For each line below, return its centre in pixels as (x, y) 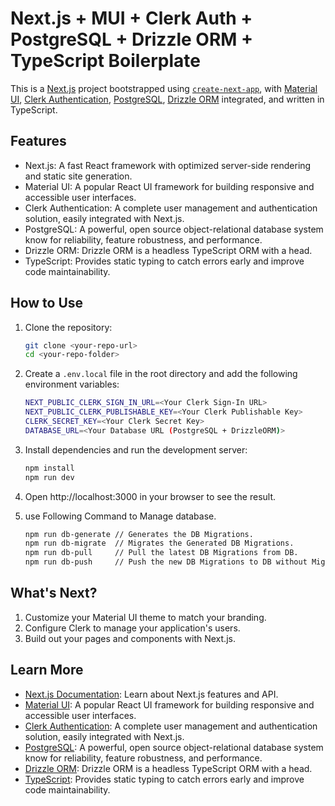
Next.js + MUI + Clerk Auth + (131, 18)
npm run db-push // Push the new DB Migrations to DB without (166, 562)
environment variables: (72, 384)
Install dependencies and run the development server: (136, 449)
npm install (49, 468)
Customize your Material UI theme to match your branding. (145, 617)
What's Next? (54, 593)
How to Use (47, 303)
